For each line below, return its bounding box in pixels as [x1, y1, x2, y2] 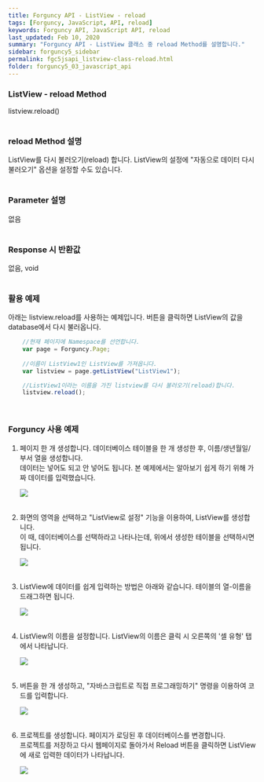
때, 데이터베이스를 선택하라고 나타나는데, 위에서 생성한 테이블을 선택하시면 [27, 532, 255, 542]
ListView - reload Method [8, 88, 108, 99]
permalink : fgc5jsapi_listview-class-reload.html [8, 56, 174, 64]
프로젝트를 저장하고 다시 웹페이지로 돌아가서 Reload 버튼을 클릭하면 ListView [19, 740, 256, 750]
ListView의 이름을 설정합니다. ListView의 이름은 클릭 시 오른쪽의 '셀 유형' [19, 631, 244, 641]
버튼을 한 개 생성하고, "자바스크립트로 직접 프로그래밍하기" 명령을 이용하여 [19, 681, 247, 690]
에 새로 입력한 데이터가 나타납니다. [19, 750, 125, 759]
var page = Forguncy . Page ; [22, 345, 111, 353]
